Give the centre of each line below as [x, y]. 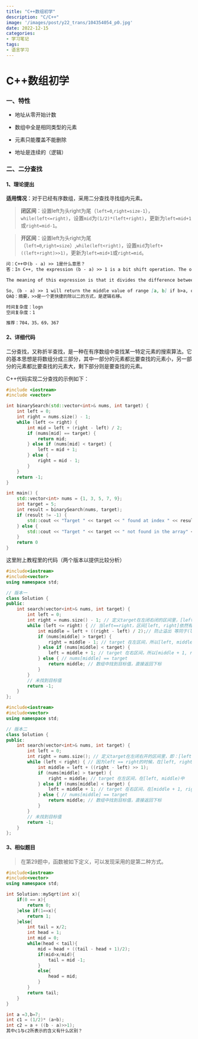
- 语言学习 [18, 50]
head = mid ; [63, 977]
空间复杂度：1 [21, 312]
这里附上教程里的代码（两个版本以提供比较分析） [65, 560]
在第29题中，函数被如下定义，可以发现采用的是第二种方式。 [93, 862]
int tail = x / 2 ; [47, 927]
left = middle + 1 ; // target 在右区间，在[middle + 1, [115, 789]
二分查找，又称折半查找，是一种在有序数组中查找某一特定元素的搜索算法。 [96, 351]
